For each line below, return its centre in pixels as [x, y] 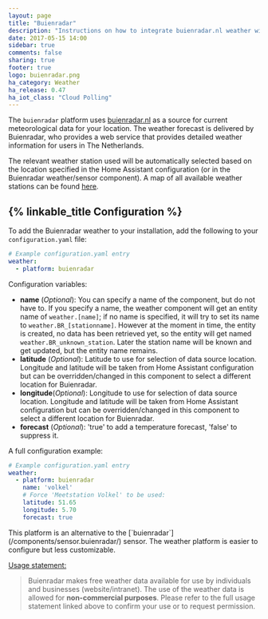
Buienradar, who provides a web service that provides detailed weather [126, 137]
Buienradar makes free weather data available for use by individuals [139, 581]
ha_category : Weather [44, 82]
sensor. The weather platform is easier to [191, 541]
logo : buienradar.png [44, 75]
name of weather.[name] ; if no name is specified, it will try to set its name [140, 316]
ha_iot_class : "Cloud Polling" [60, 97]
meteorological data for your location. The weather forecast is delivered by [131, 129]
